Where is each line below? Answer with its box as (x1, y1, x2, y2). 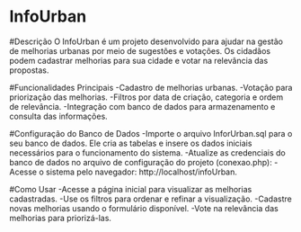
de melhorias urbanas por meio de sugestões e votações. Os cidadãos (9, 45, 271, 56)
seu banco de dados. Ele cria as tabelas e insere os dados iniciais (9, 138, 252, 148)
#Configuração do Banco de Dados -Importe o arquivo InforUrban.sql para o (9, 128, 293, 138)
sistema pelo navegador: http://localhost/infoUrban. (46, 166, 238, 177)
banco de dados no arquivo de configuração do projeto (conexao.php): (9, 156, 272, 167)
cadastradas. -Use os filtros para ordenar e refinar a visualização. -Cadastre (9, 193, 292, 204)
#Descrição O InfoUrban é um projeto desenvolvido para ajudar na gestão (9, 36, 283, 47)
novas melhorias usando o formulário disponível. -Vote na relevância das (9, 202, 279, 213)
